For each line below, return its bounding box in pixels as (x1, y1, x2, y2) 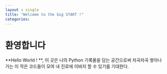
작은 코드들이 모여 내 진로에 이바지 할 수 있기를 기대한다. (19, 63, 129, 69)
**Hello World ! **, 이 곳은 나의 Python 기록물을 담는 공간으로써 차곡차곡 (5, 57, 149, 63)
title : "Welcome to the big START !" (5, 12, 84, 17)
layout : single (5, 7, 39, 12)
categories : (5, 16, 30, 21)
